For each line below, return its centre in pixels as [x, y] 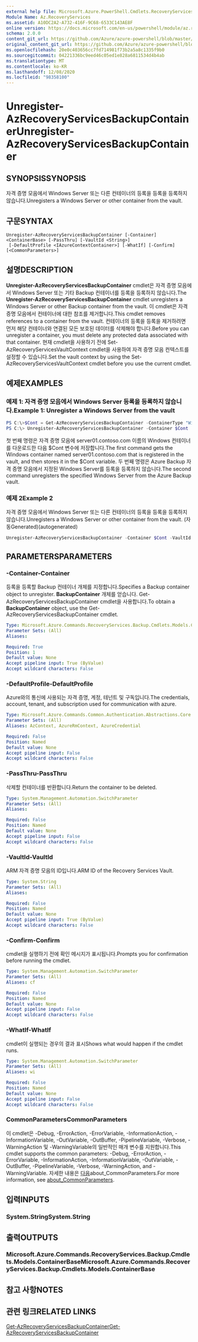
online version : [26, 28]
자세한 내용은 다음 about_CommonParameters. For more [114, 1173]
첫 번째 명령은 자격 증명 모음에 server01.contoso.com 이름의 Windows [88, 440]
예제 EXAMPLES [35, 384]
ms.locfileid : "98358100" [38, 77]
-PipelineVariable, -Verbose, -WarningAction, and [92, 1166]
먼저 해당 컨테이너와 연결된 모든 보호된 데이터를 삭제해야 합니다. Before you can [98, 328]
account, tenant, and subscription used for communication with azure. [91, 704]
